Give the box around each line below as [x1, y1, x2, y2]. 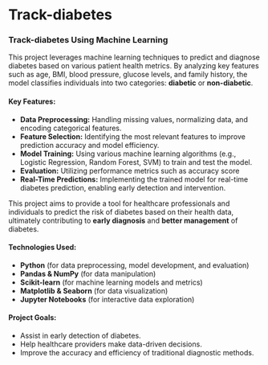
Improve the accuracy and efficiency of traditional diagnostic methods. [19, 348, 254, 358]
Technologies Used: [8, 243, 77, 252]
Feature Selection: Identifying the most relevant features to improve [19, 131, 246, 141]
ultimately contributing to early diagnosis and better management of [8, 215, 238, 225]
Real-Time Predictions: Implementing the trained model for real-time [19, 174, 249, 184]
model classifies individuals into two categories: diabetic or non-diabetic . [8, 78, 254, 88]
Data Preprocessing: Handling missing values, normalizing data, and [19, 114, 249, 124]
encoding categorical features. [19, 123, 122, 133]
